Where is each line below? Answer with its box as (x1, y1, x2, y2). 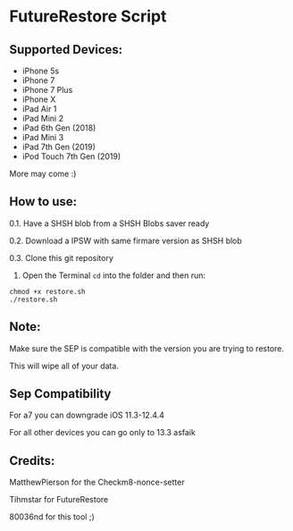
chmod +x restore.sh (9, 287, 87, 296)
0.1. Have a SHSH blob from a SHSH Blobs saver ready (9, 217, 210, 229)
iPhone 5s (21, 65, 60, 76)
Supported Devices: (9, 42, 123, 57)
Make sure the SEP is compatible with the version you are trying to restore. (9, 342, 284, 354)
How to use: (9, 194, 78, 209)
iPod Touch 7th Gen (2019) (21, 151, 121, 162)
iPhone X (21, 94, 56, 105)
